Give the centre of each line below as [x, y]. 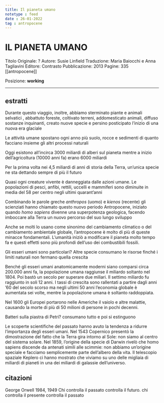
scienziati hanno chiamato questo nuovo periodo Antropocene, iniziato [76, 207]
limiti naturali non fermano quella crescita [47, 257]
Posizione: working [25, 81]
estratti [16, 101]
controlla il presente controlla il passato [45, 395]
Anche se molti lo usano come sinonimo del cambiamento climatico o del [78, 227]
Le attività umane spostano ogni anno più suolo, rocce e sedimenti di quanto [82, 138]
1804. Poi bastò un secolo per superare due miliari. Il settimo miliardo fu [77, 277]
